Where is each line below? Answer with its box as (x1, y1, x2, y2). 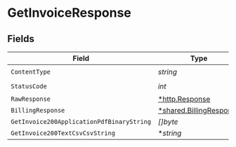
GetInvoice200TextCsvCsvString (11, 129, 116, 137)
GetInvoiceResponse (7, 5, 132, 21)
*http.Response (157, 94, 211, 104)
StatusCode (11, 82, 47, 90)
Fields (7, 33, 35, 45)
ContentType (11, 68, 51, 76)
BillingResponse (11, 106, 65, 114)
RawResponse (11, 95, 51, 103)
